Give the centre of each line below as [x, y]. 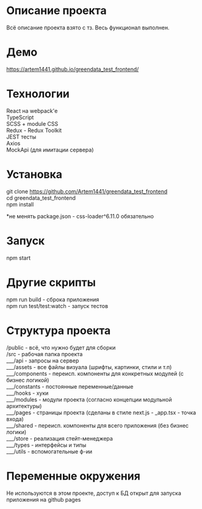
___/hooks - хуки [27, 393]
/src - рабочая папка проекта [45, 354]
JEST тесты [21, 137]
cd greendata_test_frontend [41, 198]
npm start [19, 258]
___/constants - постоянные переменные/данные [70, 386]
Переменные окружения [73, 476]
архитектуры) [24, 406]
